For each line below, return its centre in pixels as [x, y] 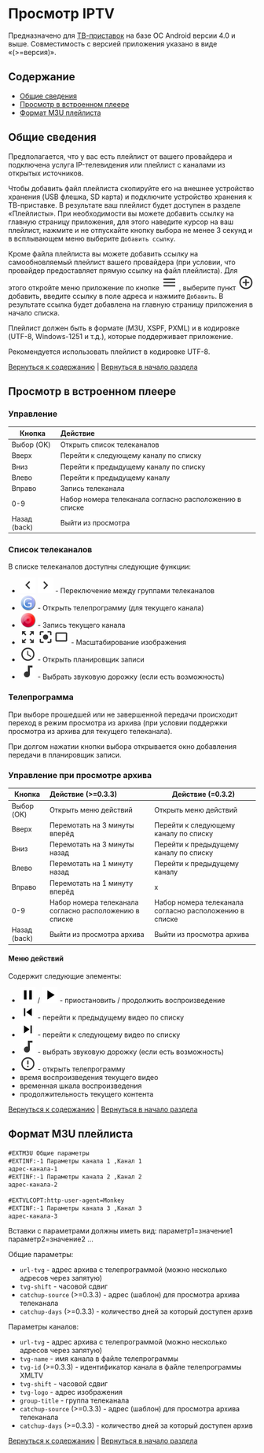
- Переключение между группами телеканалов [134, 591]
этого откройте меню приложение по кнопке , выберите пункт [122, 287]
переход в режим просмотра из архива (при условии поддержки [118, 723]
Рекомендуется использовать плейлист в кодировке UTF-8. [109, 352]
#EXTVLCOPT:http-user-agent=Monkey [66, 1200]
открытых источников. [46, 173]
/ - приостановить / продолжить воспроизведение [131, 1000]
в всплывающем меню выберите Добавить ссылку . [92, 238]
